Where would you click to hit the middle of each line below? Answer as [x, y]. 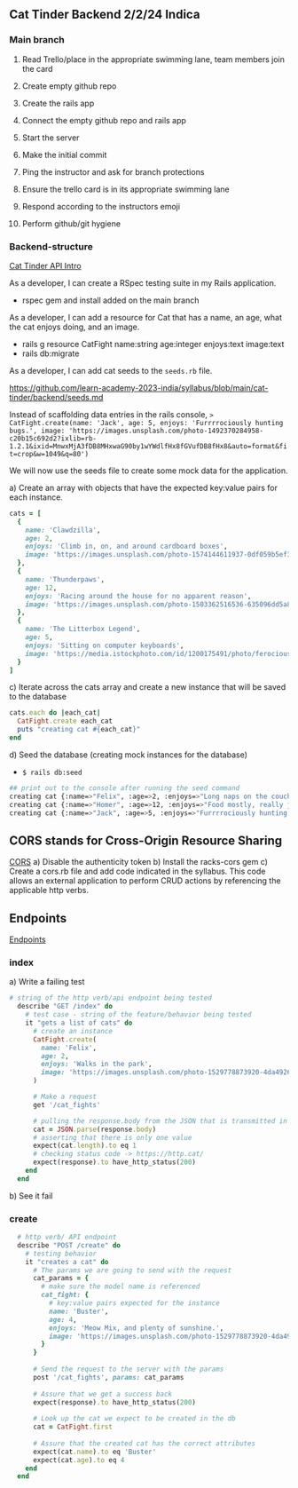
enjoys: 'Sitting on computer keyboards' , [105, 645]
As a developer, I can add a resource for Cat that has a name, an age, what [145, 317]
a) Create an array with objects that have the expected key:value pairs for [143, 487]
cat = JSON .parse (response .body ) [94, 1129]
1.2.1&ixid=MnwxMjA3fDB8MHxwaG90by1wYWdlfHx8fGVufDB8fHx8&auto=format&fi [149, 446]
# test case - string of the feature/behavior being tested [138, 1015]
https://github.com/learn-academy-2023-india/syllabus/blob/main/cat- [139, 388]
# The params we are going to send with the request [132, 1270]
